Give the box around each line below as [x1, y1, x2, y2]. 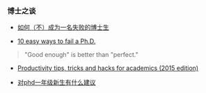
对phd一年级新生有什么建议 [17, 78, 96, 87]
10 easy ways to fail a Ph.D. [17, 37, 96, 46]
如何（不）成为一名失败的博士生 [17, 23, 109, 32]
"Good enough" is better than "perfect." [24, 51, 138, 59]
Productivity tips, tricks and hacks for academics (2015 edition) [17, 64, 199, 72]
